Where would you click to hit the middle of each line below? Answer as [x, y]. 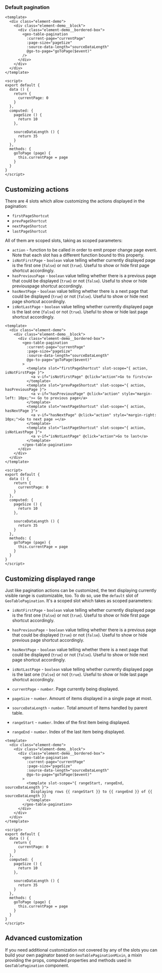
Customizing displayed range [50, 579]
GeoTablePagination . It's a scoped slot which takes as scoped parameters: [79, 601]
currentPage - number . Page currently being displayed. [66, 689]
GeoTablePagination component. [37, 965]
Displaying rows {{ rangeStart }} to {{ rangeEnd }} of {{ [91, 791]
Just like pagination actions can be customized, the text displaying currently [81, 590]
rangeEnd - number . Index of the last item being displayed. [68, 732]
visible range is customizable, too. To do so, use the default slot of [72, 595]
